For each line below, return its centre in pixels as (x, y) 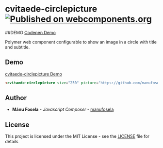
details (12, 142)
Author (16, 98)
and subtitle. (17, 47)
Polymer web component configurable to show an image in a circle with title (81, 42)
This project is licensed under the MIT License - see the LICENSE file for (77, 136)
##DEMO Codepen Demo (30, 32)
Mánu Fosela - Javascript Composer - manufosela (63, 109)
